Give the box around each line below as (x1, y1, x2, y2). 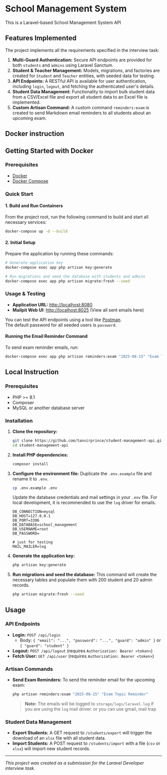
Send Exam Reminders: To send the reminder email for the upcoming (12, 677, 155, 683)
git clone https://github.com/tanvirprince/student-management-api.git (12, 438, 164, 443)
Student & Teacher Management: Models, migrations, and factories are (12, 67, 160, 73)
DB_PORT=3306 (12, 518, 40, 523)
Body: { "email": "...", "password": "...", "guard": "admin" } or (19, 637, 161, 643)
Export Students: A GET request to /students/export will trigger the (12, 730, 152, 736)
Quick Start (5, 190, 33, 197)
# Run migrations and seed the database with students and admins (5, 274, 146, 279)
